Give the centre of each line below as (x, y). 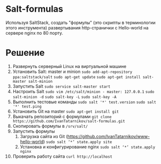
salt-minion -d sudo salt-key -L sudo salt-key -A (65, 97)
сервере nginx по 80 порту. (34, 33)
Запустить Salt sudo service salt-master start (62, 86)
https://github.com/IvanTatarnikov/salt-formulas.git (69, 121)
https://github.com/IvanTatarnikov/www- (109, 136)
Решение (25, 53)
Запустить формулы (34, 131)
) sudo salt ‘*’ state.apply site (78, 141)
